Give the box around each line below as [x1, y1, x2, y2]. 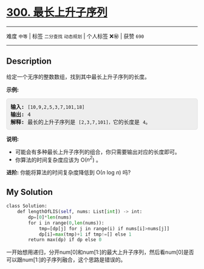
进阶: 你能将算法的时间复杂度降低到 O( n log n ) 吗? [6, 169, 131, 176]
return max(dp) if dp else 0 [28, 237, 102, 243]
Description [6, 56, 52, 67]
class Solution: [6, 203, 47, 209]
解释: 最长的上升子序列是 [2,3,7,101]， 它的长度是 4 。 [10, 118, 151, 125]
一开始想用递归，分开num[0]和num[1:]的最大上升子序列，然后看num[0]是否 [6, 248, 194, 256]
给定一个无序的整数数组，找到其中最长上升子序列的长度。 [6, 73, 150, 80]
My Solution [6, 186, 53, 197]
